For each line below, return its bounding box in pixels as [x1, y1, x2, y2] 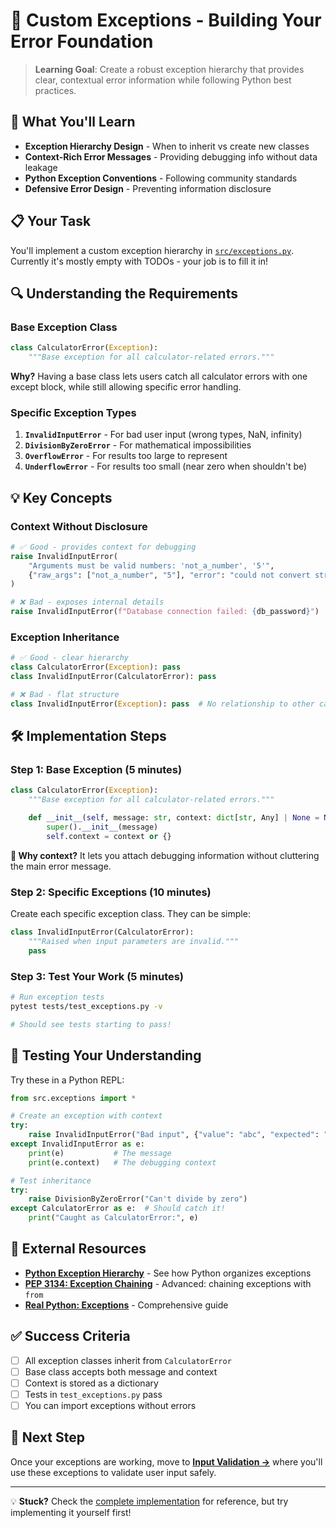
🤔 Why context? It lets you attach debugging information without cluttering [10, 849, 320, 861]
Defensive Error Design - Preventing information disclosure [24, 182, 272, 194]
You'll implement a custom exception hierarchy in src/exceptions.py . [10, 244, 295, 256]
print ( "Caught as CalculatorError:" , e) [28, 1213, 199, 1223]
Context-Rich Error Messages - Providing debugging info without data [24, 150, 318, 163]
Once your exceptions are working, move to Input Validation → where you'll [10, 1455, 323, 1468]
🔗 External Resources [10, 1240, 147, 1258]
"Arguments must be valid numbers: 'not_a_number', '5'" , [28, 560, 275, 571]
